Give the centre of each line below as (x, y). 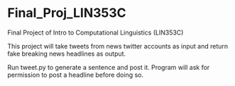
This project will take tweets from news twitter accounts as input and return (118, 46)
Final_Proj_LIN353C (67, 13)
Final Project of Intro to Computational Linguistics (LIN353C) (95, 32)
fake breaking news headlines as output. (67, 54)
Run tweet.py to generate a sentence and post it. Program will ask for (109, 67)
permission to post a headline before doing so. (76, 75)
